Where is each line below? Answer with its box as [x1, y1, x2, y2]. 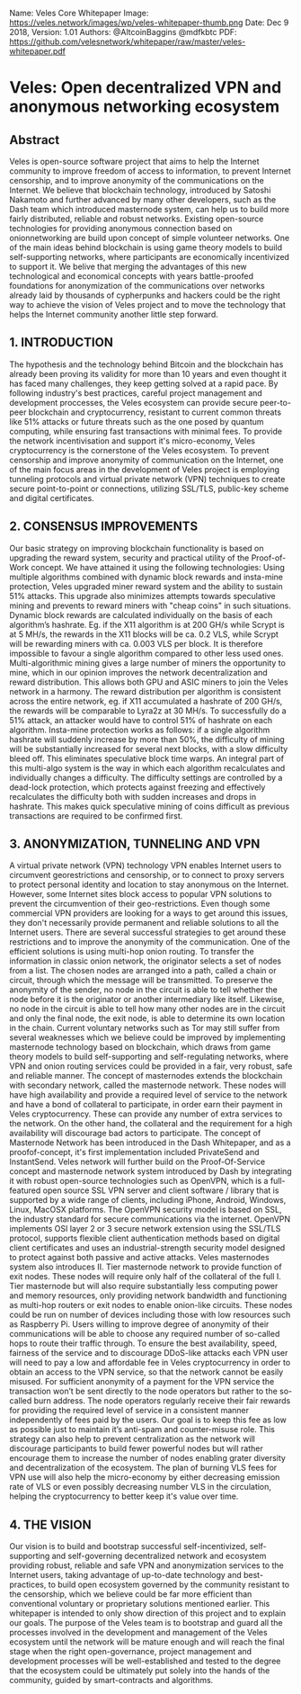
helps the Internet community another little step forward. [9, 309, 218, 319]
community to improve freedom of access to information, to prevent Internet [9, 166, 292, 176]
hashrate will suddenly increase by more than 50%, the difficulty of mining [9, 733, 285, 745]
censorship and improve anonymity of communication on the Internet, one [9, 454, 284, 465]
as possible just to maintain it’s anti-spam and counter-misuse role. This [9, 1424, 276, 1435]
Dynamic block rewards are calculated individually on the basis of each [9, 609, 273, 620]
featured [9, 1185, 41, 1196]
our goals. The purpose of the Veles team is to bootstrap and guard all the [9, 1618, 283, 1628]
